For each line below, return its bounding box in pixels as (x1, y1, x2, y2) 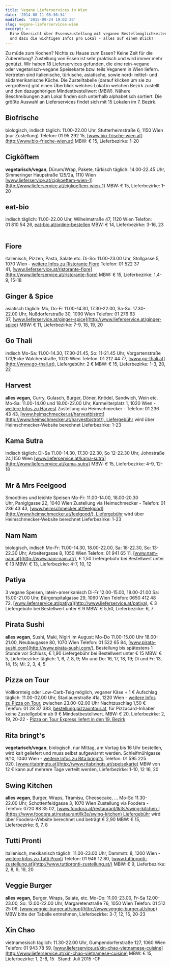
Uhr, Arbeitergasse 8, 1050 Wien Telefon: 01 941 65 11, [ (18, 550, 135, 556)
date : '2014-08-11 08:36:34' (5, 12, 67, 17)
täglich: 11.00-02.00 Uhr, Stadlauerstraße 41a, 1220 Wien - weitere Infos (5, 695, 156, 701)
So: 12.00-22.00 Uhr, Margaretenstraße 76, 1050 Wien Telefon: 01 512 (19, 900, 166, 906)
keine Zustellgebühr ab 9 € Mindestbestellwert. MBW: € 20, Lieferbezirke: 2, (5, 711, 165, 717)
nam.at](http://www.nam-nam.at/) (5, 556, 76, 561)
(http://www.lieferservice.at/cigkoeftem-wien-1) (5, 182, 106, 189)
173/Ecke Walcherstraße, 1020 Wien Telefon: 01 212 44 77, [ (5, 355, 130, 361)
